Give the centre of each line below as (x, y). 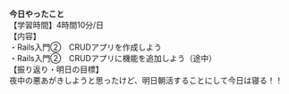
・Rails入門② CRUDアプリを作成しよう (86, 47)
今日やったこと (37, 14)
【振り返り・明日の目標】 (56, 69)
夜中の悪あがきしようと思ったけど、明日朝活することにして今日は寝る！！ (146, 80)
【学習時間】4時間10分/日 (57, 25)
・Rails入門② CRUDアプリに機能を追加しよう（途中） (113, 58)
